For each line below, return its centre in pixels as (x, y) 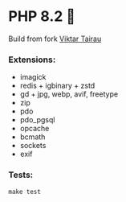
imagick (33, 77)
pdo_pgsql (37, 120)
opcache (35, 129)
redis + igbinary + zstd (57, 86)
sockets (33, 146)
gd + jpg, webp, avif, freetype (69, 94)
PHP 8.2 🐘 (42, 16)
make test (25, 192)
